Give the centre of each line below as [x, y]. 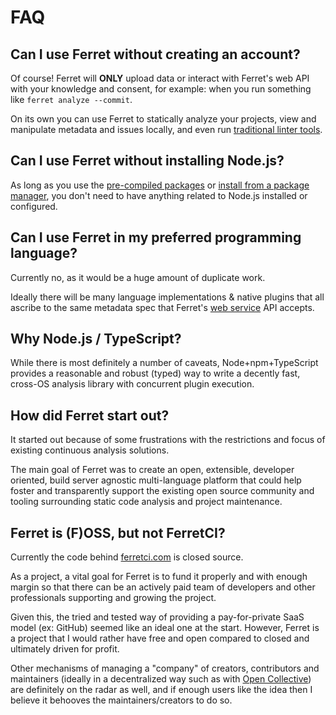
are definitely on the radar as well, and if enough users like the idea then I [161, 690]
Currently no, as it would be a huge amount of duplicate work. [138, 277]
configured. [34, 206]
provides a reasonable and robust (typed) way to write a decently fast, [155, 373]
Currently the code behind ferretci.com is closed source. [127, 557]
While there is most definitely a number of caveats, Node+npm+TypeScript [164, 363]
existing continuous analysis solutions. [90, 450]
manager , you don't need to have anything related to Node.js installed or [159, 195]
